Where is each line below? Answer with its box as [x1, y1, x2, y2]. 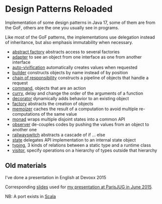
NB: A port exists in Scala [5, 193, 56, 199]
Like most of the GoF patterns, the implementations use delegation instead [5, 34, 155, 40]
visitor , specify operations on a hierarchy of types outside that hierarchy [12, 147, 158, 153]
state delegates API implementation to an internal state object [12, 137, 136, 143]
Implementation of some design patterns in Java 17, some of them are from [5, 20, 156, 25]
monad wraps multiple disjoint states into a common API [12, 116, 125, 122]
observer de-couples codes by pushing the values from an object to [12, 121, 149, 127]
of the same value [40, 111, 77, 117]
